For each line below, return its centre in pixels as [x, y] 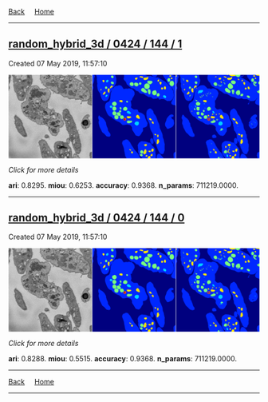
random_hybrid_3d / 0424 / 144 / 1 [95, 44]
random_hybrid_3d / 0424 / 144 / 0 [97, 218]
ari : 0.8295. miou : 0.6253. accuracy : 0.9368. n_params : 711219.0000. [124, 185]
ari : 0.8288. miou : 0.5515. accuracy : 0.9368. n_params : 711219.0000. [123, 359]
